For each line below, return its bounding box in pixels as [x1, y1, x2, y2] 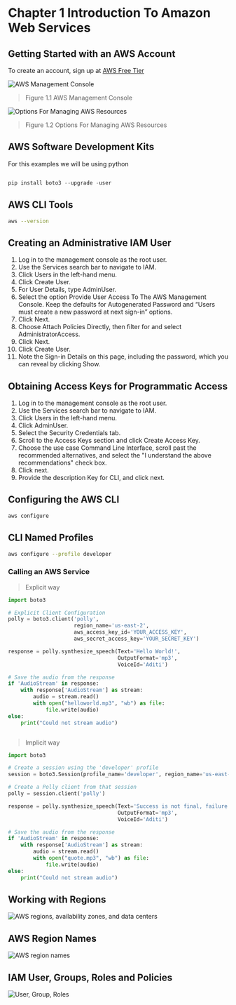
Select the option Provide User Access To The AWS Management [18, 293, 207, 301]
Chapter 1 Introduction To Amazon [8, 5, 211, 21]
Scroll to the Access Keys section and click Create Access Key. [18, 437, 200, 444]
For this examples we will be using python [8, 159, 129, 168]
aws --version [8, 218, 50, 225]
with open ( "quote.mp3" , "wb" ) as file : [33, 855, 150, 862]
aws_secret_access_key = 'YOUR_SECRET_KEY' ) [74, 635, 200, 643]
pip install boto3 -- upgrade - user [8, 179, 112, 187]
